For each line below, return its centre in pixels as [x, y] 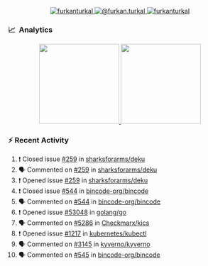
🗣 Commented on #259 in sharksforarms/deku [88, 170]
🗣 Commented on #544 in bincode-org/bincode [89, 201]
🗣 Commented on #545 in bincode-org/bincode [89, 255]
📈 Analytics [31, 30]
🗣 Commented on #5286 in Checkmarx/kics [84, 223]
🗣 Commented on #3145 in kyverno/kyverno [84, 244]
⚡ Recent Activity [39, 140]
